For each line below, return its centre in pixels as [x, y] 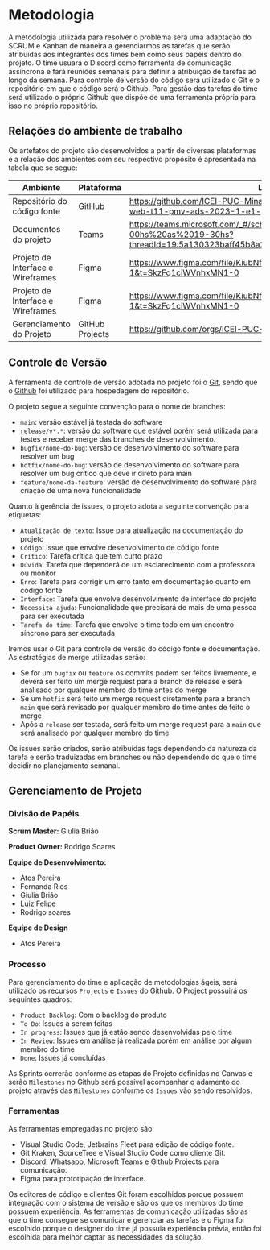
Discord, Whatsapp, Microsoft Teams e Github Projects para [119, 1161]
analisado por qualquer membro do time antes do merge [113, 690]
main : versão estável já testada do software [91, 422]
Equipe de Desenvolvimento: [57, 862]
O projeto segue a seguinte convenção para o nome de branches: [117, 406]
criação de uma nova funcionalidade [80, 490]
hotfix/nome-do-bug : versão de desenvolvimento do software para [129, 464]
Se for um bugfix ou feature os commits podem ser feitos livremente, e [138, 673]
